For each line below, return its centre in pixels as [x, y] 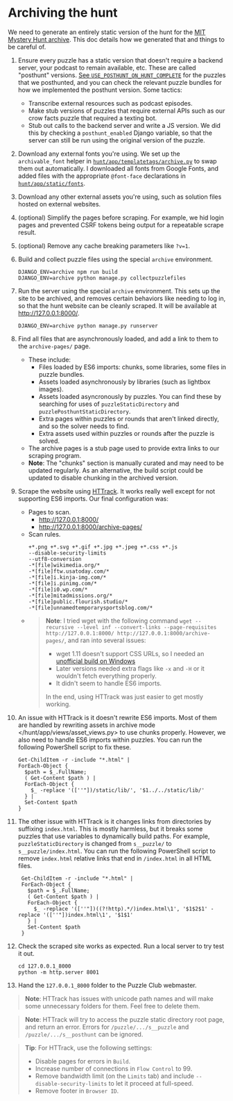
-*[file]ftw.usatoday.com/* [69, 571]
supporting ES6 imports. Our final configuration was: [93, 498]
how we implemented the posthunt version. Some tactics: [100, 90]
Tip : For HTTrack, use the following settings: [88, 1047]
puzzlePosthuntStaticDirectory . [85, 411]
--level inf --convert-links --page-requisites [147, 627]
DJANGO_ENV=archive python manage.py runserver [88, 326]
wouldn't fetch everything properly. [106, 676]
